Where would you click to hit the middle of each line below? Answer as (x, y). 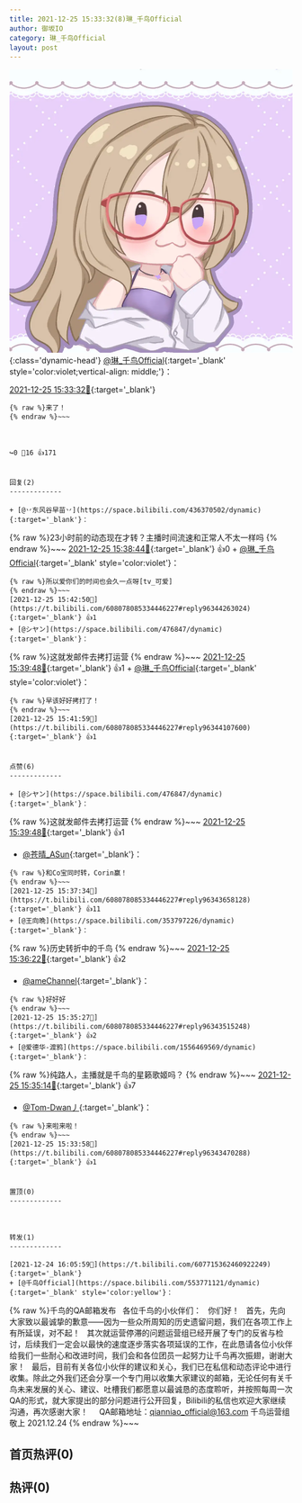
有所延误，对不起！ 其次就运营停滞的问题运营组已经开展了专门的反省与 (142, 1333)
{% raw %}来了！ (38, 408)
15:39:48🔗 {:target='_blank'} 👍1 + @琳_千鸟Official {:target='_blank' (133, 668)
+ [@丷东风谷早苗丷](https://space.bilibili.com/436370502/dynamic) (136, 510)
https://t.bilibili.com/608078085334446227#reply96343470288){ (130, 1153)
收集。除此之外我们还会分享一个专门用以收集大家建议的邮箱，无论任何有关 (147, 1378)
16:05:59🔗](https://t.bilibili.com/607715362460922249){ (164, 1264)
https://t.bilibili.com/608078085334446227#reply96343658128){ (130, 900)
